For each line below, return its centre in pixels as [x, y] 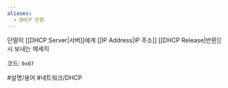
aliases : [20, 13]
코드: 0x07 [21, 63]
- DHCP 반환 [29, 20]
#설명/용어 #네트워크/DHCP [45, 77]
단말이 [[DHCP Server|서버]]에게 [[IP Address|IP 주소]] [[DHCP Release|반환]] [114, 40]
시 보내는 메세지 [28, 48]
